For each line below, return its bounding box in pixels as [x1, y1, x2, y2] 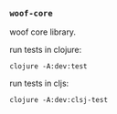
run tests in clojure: [9, 45, 82, 56]
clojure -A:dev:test [9, 62, 89, 71]
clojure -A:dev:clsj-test [9, 96, 108, 105]
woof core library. [9, 26, 76, 37]
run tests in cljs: [9, 78, 69, 89]
